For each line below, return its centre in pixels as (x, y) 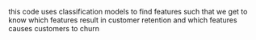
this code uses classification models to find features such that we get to (128, 12)
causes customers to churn (54, 28)
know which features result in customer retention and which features (123, 20)
